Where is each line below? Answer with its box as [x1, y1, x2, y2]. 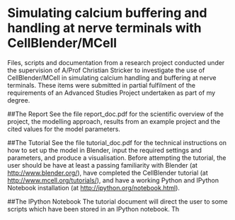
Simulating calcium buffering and [7, 5, 207, 21]
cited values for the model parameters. [7, 125, 120, 133]
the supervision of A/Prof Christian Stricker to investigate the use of [7, 66, 205, 74]
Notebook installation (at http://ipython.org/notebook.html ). [7, 183, 180, 192]
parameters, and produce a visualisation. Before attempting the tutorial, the [7, 154, 227, 162]
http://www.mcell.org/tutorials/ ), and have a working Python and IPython [7, 175, 219, 185]
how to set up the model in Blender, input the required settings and [7, 146, 202, 154]
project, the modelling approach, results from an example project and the [7, 117, 221, 125]
